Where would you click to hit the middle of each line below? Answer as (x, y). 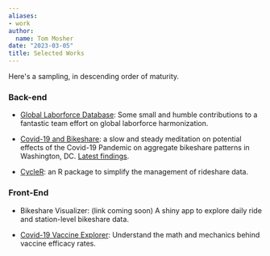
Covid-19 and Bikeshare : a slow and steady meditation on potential (131, 139)
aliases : (23, 16)
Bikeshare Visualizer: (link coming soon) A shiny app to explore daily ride (141, 210)
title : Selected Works (46, 53)
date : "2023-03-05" (41, 46)
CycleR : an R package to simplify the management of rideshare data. (134, 172)
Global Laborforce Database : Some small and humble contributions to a (139, 115)
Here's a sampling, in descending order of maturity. (94, 76)
